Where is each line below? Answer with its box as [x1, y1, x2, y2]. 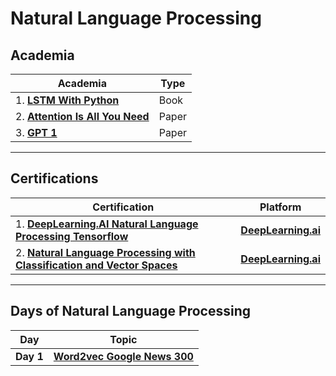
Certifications [10, 170, 99, 187]
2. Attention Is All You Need [15, 110, 150, 123]
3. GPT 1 [15, 126, 58, 139]
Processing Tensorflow [15, 229, 129, 243]
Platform [259, 200, 302, 214]
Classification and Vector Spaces [15, 258, 178, 272]
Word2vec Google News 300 [53, 349, 194, 363]
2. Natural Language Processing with [15, 245, 196, 259]
